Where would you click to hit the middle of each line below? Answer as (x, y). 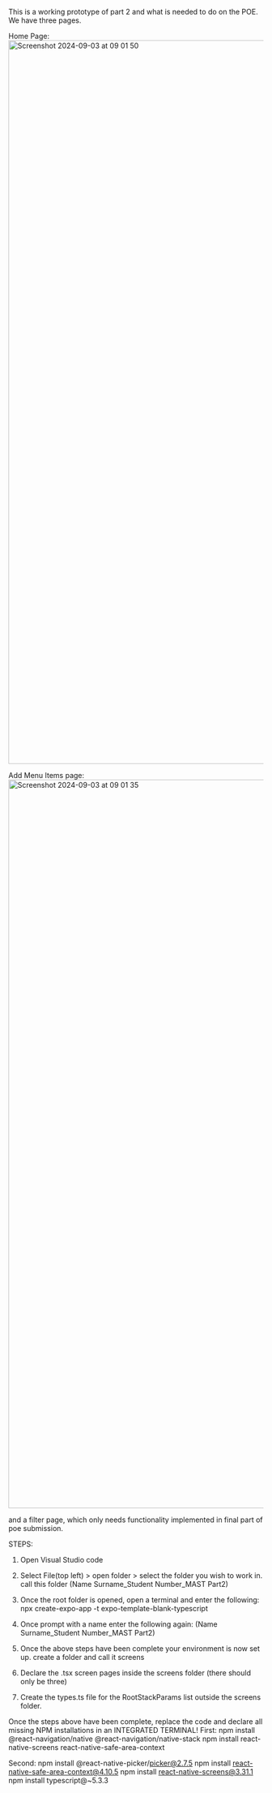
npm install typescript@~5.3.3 (59, 1780)
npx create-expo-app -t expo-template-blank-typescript (114, 1608)
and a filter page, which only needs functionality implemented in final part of (136, 1520)
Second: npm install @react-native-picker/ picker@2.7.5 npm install (120, 1763)
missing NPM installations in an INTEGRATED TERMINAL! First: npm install (132, 1730)
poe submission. (36, 1528)
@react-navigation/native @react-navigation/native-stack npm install (123, 1739)
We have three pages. (45, 20)
